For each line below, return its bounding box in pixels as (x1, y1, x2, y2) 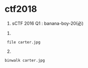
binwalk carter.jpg (4, 58, 45, 63)
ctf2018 (4, 3, 37, 15)
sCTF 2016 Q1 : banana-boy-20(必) (11, 20, 84, 26)
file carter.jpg (6, 39, 41, 45)
